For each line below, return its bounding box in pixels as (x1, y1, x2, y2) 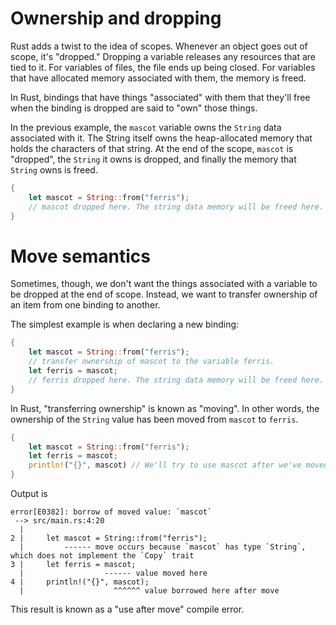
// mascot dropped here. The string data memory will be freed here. (28, 202, 325, 212)
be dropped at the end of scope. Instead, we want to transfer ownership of (10, 288, 318, 301)
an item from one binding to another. (10, 299, 161, 311)
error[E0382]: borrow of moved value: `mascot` (10, 507, 213, 517)
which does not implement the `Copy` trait (10, 551, 195, 561)
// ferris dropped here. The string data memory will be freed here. (28, 375, 325, 385)
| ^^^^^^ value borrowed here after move (19, 586, 280, 596)
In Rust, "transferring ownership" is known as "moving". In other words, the (10, 402, 320, 414)
